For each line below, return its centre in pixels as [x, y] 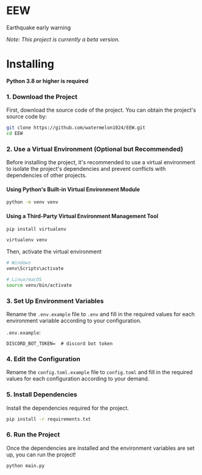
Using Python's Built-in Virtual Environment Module [73, 189]
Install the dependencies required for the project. [68, 408]
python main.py [26, 466]
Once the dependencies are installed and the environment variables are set [100, 448]
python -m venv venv [33, 202]
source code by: [27, 117]
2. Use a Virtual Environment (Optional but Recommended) [95, 149]
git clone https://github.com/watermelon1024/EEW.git [76, 128]
